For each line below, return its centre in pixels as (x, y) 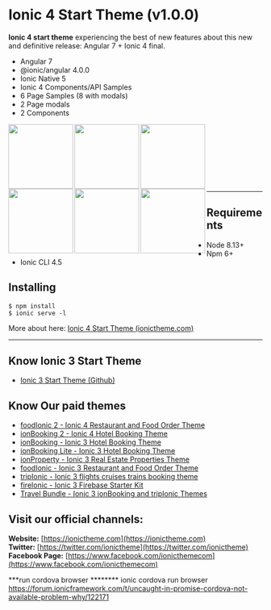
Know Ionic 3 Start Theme (75, 361)
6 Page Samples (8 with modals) (74, 95)
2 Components (45, 113)
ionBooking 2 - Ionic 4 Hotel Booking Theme (94, 434)
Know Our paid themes (67, 405)
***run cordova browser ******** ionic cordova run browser (108, 580)
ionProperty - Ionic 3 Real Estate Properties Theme (104, 460)
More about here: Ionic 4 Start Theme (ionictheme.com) (101, 328)
